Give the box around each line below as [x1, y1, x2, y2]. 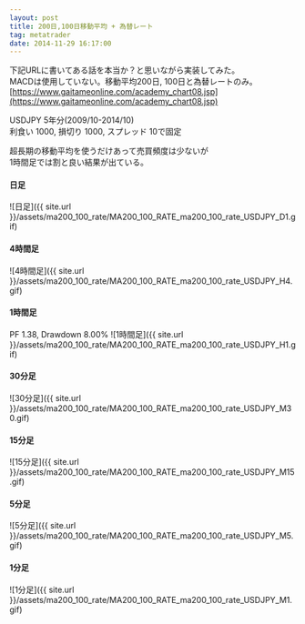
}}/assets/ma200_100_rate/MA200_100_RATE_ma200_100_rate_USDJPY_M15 [9, 467, 295, 478]
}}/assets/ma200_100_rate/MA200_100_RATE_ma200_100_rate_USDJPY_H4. [9, 275, 293, 287]
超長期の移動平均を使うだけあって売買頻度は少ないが [9, 146, 209, 156]
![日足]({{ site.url [9, 201, 71, 212]
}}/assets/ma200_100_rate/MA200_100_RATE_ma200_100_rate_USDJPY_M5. [9, 530, 294, 541]
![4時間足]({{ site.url [9, 265, 85, 276]
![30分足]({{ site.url [9, 393, 82, 404]
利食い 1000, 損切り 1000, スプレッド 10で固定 [9, 126, 182, 137]
